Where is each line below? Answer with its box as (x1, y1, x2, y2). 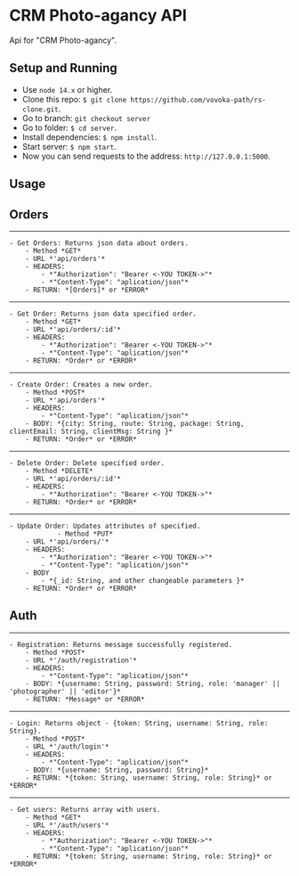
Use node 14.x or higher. (21, 84, 113, 94)
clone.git (21, 104, 60, 114)
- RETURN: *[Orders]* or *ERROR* (25, 285, 149, 294)
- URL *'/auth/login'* (25, 741, 109, 751)
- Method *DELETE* (25, 466, 93, 475)
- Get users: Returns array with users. (9, 805, 162, 814)
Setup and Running (9, 61, 117, 76)
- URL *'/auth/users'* (25, 821, 109, 830)
